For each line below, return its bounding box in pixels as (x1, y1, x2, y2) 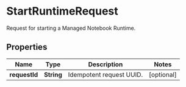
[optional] (148, 70, 177, 78)
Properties (6, 42, 48, 52)
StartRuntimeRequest (6, 4, 119, 18)
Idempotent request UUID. (68, 70, 143, 78)
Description (88, 60, 123, 68)
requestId (9, 70, 38, 78)
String (43, 70, 62, 78)
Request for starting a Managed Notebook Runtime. (6, 24, 136, 32)
